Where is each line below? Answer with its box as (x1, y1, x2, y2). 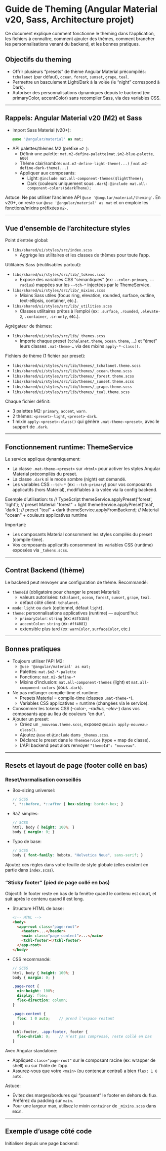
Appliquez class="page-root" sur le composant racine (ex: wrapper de (12, 1057, 156, 1063)
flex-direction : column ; (17, 998, 68, 1003)
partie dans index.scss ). (5, 867, 54, 873)
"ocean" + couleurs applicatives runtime (5, 512, 87, 518)
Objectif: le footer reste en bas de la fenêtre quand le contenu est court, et (5, 890, 157, 896)
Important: (5, 522, 26, 528)
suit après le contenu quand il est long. (5, 896, 84, 902)
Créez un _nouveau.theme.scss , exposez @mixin (19, 721, 116, 727)
